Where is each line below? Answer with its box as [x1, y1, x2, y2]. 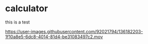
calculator [5, 3, 48, 14]
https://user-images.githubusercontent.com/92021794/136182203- [5, 28, 143, 34]
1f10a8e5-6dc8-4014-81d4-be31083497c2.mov [5, 34, 103, 40]
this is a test [5, 19, 30, 25]
